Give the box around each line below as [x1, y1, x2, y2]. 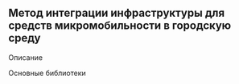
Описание [8, 52, 43, 62]
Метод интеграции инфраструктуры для [8, 6, 225, 20]
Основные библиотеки [8, 68, 86, 78]
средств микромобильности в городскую [8, 19, 232, 33]
